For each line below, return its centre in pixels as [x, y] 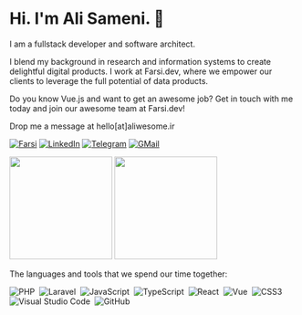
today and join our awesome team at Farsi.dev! [97, 108]
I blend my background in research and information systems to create [141, 61]
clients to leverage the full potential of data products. [109, 80]
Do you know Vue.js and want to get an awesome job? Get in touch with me [151, 99]
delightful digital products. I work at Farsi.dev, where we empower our [141, 71]
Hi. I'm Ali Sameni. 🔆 [87, 19]
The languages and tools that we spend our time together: [119, 274]
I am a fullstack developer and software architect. [103, 44]
